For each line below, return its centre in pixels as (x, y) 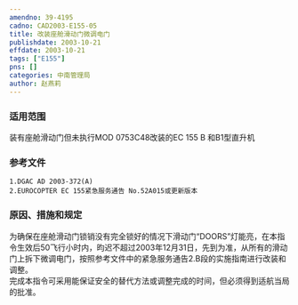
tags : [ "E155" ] (37, 59)
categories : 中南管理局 (50, 76)
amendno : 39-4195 (41, 17)
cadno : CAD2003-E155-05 (53, 26)
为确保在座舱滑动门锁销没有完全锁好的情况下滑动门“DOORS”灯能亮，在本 (143, 236)
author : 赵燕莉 (35, 84)
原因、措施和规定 (46, 215)
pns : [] (24, 68)
